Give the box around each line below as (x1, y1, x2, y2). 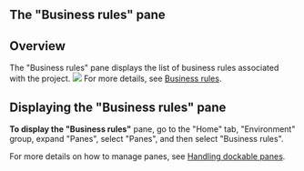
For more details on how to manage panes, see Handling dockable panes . (9, 151, 286, 162)
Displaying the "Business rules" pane (9, 99, 227, 115)
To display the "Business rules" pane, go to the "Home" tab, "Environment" (9, 124, 296, 135)
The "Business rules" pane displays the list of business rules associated (9, 63, 279, 74)
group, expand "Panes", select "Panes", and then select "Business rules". (9, 134, 284, 145)
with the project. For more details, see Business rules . (9, 73, 222, 85)
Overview (9, 38, 66, 54)
